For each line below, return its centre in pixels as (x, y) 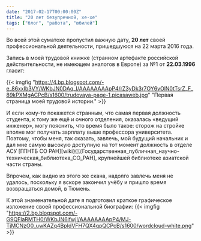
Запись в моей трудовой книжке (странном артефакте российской (92, 58)
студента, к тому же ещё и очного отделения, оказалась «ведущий (92, 119)
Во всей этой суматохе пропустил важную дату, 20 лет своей (86, 40)
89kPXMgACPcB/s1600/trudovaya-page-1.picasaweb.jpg (77, 95)
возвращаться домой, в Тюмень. (49, 189)
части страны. (25, 164)
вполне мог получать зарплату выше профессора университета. (89, 132)
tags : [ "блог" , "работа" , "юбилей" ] (52, 23)
